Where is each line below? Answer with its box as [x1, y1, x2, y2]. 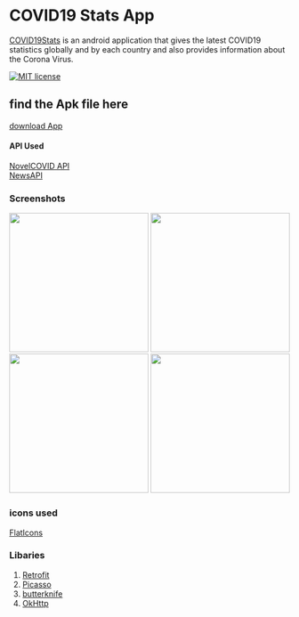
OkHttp [21, 597, 49, 608]
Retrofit [21, 569, 50, 580]
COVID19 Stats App [9, 5, 155, 26]
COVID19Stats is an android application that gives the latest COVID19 [9, 35, 262, 45]
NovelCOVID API [9, 160, 70, 171]
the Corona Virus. [9, 53, 74, 64]
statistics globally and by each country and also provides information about [9, 44, 286, 54]
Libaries [9, 549, 45, 562]
